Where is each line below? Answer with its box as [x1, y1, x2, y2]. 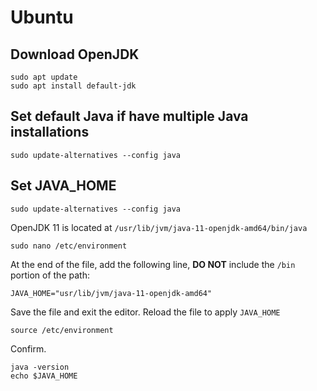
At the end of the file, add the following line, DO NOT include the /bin [10, 258, 296, 270]
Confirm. [10, 342, 47, 355]
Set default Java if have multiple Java [10, 108, 249, 125]
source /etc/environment [10, 325, 114, 335]
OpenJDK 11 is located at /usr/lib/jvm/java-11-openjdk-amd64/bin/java [10, 221, 308, 233]
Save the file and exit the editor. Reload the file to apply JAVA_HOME [10, 306, 281, 318]
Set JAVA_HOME [10, 177, 117, 195]
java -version [10, 362, 70, 372]
